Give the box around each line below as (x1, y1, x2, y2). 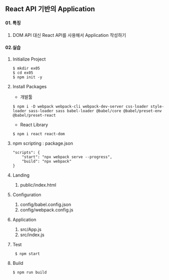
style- (150, 104, 164, 109)
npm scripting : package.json (12, 140, 73, 146)
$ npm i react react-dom (12, 131, 65, 136)
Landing (12, 172, 30, 178)
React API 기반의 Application (5, 5, 95, 14)
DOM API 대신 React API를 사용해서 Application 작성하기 (12, 32, 126, 38)
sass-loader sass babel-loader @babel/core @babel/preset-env (28, 108, 162, 114)
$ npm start (15, 251, 40, 256)
